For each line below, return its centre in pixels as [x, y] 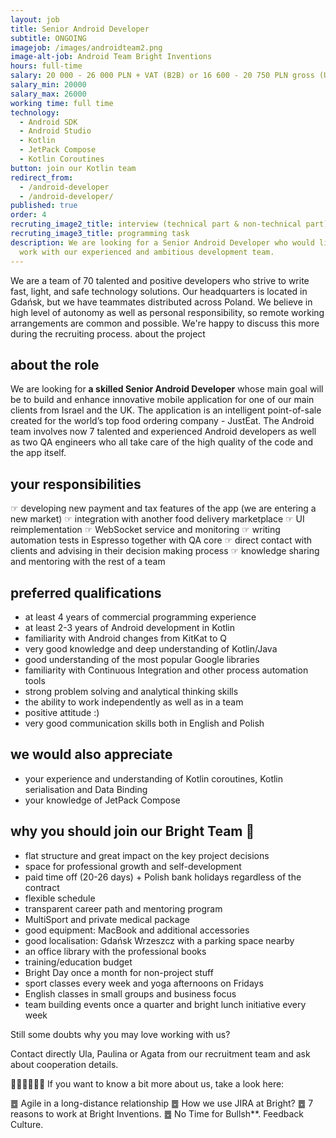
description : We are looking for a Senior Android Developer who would [162, 242]
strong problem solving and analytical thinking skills [131, 691]
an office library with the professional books [115, 951]
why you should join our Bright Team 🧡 [132, 831]
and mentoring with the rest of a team [88, 562]
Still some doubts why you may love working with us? [120, 1034]
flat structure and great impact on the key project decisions [147, 855]
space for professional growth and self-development [133, 866]
